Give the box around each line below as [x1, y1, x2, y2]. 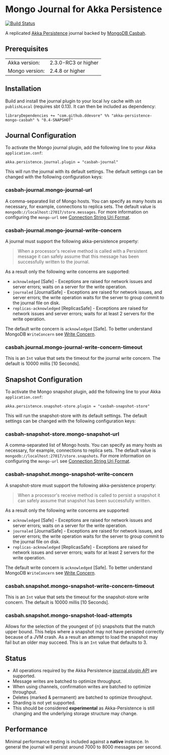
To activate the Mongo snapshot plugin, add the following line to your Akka [5, 389, 161, 395]
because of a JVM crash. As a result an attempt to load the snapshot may [5, 634, 158, 640]
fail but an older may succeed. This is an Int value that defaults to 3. [5, 639, 148, 645]
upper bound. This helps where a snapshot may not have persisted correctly [5, 629, 164, 635]
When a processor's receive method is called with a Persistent [17, 248, 148, 254]
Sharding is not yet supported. [12, 700, 76, 706]
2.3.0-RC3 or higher [49, 59, 99, 66]
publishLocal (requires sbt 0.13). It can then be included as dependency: [5, 103, 156, 109]
